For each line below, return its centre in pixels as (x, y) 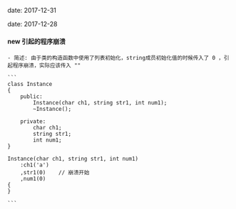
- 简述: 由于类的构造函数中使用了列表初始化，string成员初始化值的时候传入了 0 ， (116, 58)
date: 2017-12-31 (32, 10)
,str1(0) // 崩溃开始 (55, 173)
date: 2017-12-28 (32, 24)
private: (33, 122)
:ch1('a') (35, 165)
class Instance (30, 85)
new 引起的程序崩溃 (37, 41)
